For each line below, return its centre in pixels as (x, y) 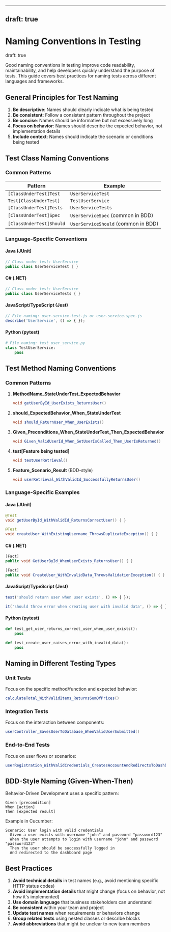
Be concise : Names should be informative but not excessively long (83, 121)
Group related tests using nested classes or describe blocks (76, 919)
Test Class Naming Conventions (57, 158)
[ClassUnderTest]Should (37, 224)
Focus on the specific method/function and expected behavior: (71, 689)
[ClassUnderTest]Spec (34, 215)
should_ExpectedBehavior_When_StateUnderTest (67, 413)
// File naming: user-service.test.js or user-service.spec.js (74, 316)
